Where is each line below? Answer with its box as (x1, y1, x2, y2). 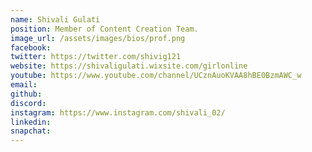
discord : (10, 98, 47, 108)
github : (10, 89, 43, 99)
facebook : (10, 42, 52, 53)
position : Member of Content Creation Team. (10, 24, 199, 34)
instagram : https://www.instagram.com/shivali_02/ (10, 107, 226, 118)
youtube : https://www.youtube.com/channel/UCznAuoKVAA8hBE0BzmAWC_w (10, 71, 302, 81)
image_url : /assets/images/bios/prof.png (10, 33, 186, 43)
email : (10, 80, 38, 90)
